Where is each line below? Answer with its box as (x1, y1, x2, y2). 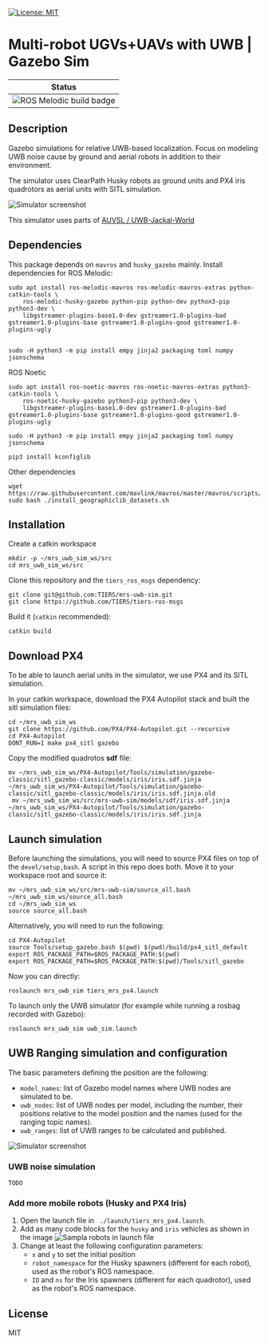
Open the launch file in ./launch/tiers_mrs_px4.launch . (19, 1215, 206, 1226)
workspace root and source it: (8, 871, 108, 880)
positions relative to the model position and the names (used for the (19, 1108, 242, 1118)
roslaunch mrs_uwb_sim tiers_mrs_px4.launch (8, 987, 159, 995)
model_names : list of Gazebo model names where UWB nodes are (19, 1083, 231, 1092)
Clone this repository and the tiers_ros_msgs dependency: (8, 575, 201, 585)
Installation (8, 518, 65, 531)
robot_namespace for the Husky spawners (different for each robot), (31, 1259, 252, 1268)
